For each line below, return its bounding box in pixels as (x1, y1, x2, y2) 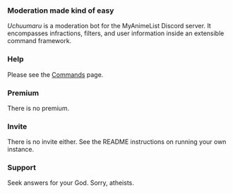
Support (7, 163, 37, 173)
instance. (7, 145, 35, 154)
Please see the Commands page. (7, 70, 104, 79)
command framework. (7, 37, 72, 45)
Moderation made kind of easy (7, 6, 114, 16)
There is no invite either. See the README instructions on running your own (7, 138, 227, 146)
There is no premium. (7, 104, 69, 112)
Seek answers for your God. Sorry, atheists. (7, 178, 134, 187)
